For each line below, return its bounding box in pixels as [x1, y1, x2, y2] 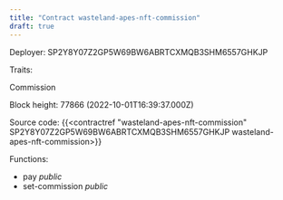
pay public [22, 171, 63, 182]
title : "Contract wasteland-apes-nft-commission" [9, 13, 201, 23]
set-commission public [22, 180, 109, 191]
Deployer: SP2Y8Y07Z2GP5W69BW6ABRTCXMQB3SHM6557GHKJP [9, 46, 268, 57]
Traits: [9, 64, 34, 75]
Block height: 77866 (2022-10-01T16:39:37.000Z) [9, 99, 194, 110]
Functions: [9, 153, 49, 164]
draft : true [9, 22, 54, 31]
